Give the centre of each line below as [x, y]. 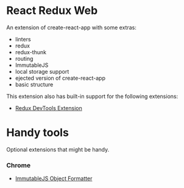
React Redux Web [52, 11]
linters [23, 39]
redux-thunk [31, 52]
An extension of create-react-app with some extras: [72, 27]
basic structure [34, 84]
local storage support [42, 71]
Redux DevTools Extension [48, 108]
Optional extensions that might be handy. [58, 149]
